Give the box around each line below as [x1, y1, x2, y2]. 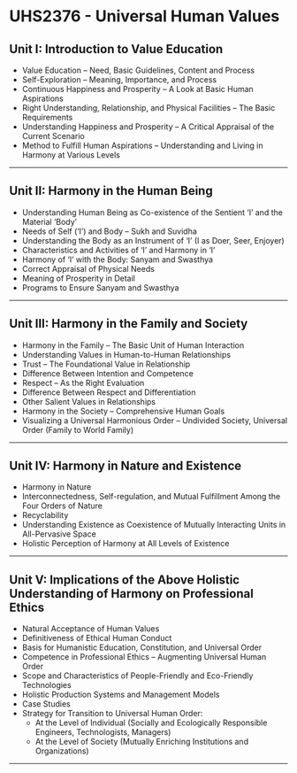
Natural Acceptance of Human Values [21, 623, 160, 634]
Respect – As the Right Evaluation [21, 377, 145, 388]
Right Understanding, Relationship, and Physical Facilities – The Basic [21, 103, 276, 112]
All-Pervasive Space [21, 529, 97, 539]
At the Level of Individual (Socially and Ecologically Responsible [34, 717, 268, 728]
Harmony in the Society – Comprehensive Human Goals [21, 406, 225, 416]
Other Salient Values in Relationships [21, 396, 156, 406]
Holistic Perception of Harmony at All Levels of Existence [21, 538, 230, 549]
